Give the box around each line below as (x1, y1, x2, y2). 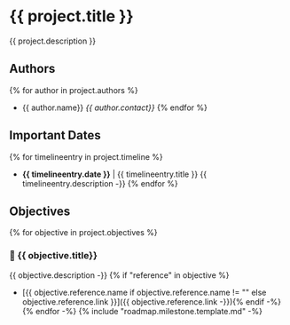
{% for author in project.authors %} (9, 84, 139, 95)
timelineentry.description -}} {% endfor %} (21, 178, 179, 188)
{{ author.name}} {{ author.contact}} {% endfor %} (21, 102, 208, 113)
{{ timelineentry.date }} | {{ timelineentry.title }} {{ (21, 169, 207, 179)
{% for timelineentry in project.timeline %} (9, 151, 163, 162)
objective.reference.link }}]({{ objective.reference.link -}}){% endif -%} (21, 296, 282, 307)
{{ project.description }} (9, 36, 97, 46)
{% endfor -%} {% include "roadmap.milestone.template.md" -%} (21, 305, 263, 316)
